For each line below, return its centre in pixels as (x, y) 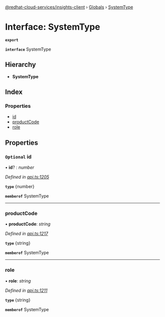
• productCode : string (28, 224)
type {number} (20, 187)
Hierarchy (21, 65)
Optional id (18, 157)
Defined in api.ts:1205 (27, 177)
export (12, 40)
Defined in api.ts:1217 (27, 234)
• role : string (18, 281)
